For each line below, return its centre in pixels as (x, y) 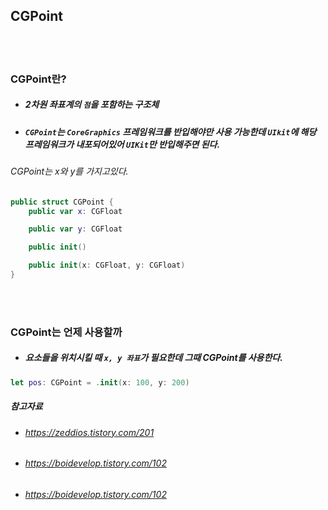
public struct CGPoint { (62, 202)
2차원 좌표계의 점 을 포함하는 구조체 (92, 105)
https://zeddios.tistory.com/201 (89, 432)
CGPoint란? (38, 79)
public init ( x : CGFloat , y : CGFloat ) (107, 265)
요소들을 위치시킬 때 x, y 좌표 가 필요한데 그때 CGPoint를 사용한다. (153, 358)
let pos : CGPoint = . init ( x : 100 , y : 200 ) (100, 382)
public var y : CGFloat (75, 229)
